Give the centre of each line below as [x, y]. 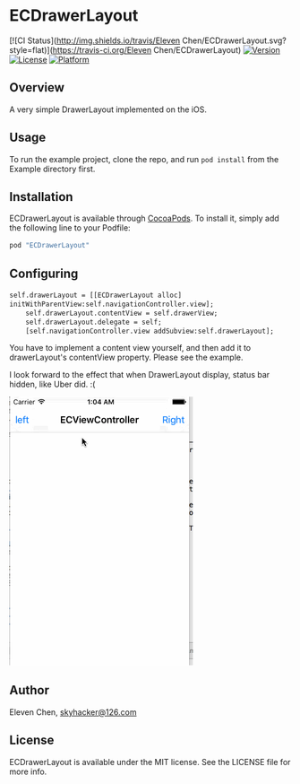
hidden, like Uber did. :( [52, 384]
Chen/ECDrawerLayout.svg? [234, 40]
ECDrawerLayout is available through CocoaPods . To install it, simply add [144, 218]
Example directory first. [52, 169]
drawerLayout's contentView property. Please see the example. [126, 357]
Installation [41, 197]
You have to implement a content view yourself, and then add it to [130, 348]
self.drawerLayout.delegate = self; [94, 322]
